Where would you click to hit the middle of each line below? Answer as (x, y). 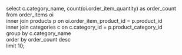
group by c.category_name (39, 33)
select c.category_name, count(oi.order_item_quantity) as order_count (91, 8)
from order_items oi (30, 15)
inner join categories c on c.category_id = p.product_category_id (84, 27)
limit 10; (15, 46)
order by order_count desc (38, 39)
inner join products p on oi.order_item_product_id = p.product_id (84, 21)
